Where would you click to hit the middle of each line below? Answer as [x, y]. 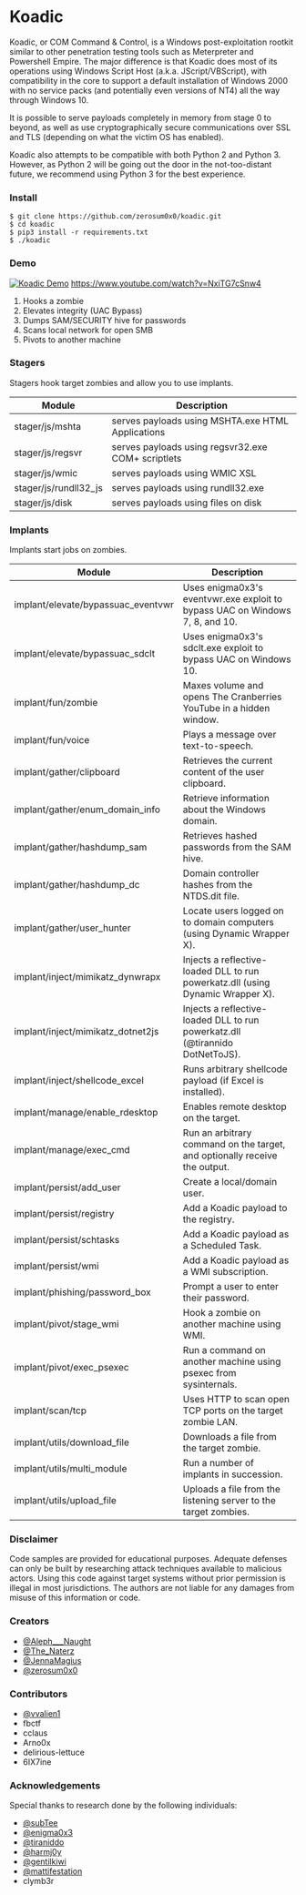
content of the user [224, 772]
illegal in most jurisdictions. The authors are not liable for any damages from [152, 1588]
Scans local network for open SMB [87, 330]
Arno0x [37, 1743]
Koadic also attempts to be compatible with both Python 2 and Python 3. [145, 154]
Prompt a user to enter [231, 1287]
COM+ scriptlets [147, 458]
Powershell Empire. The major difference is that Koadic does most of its [143, 61]
